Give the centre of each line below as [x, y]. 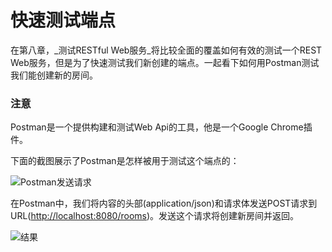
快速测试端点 [63, 20]
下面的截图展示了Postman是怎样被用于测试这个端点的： [125, 161]
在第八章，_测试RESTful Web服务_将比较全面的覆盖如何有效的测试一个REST [166, 50]
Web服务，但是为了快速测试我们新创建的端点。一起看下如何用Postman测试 [165, 62]
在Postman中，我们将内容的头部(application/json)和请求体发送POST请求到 [164, 203]
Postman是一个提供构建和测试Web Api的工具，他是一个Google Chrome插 [161, 127]
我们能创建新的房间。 [54, 75]
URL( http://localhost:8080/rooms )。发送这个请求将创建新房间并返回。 [155, 216]
